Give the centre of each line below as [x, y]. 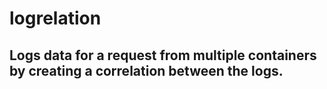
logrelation [55, 18]
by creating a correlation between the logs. [146, 70]
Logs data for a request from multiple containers [163, 55]
